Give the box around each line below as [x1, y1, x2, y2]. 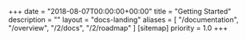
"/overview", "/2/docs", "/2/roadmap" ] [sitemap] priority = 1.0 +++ [8, 24, 228, 32]
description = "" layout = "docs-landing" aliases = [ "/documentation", [8, 15, 239, 24]
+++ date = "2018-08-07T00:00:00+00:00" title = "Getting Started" [8, 7, 232, 16]
